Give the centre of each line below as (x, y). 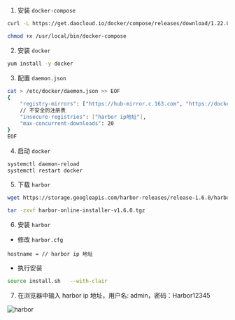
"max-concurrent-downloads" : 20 (67, 124)
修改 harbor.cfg (40, 240)
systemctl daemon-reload (43, 164)
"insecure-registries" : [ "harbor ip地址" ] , (83, 117)
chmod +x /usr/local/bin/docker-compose (67, 36)
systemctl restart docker (45, 170)
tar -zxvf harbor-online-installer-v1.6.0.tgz (76, 211)
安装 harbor (34, 225)
